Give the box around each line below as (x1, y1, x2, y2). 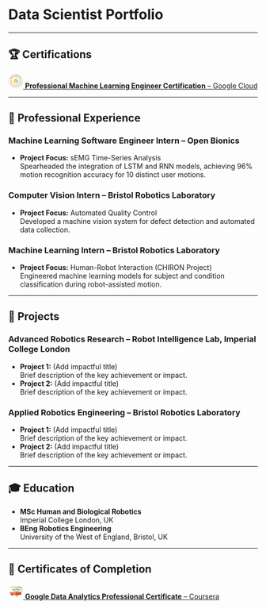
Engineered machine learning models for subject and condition (19, 272, 226, 281)
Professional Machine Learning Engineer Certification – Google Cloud (25, 81, 258, 91)
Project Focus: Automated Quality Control (19, 208, 158, 218)
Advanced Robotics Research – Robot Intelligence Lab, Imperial (8, 333, 256, 345)
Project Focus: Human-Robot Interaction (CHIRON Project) (19, 263, 212, 272)
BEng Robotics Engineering (19, 523, 112, 533)
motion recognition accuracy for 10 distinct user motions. (19, 170, 206, 179)
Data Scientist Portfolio (8, 6, 164, 24)
